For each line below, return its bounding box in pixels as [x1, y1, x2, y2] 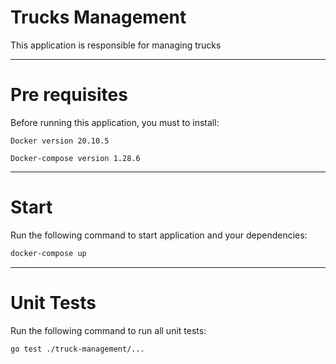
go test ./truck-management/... [10, 344, 145, 354]
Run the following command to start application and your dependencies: [10, 229, 308, 241]
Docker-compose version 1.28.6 [10, 153, 141, 163]
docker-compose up [10, 248, 87, 258]
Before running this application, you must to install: [10, 116, 220, 128]
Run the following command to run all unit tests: [10, 324, 207, 336]
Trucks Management [10, 6, 187, 29]
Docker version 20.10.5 [10, 136, 110, 146]
